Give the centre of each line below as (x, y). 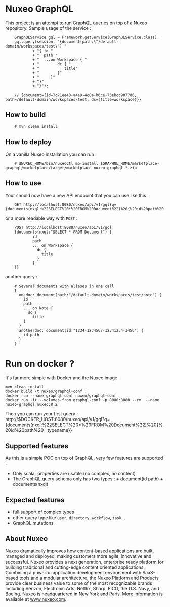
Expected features (35, 500)
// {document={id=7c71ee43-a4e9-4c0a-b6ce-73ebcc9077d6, (76, 95)
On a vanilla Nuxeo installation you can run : (51, 154)
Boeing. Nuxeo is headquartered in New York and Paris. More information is (84, 594)
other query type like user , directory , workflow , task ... (69, 517)
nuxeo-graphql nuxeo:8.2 (31, 405)
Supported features (37, 446)
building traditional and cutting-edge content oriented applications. (75, 567)
